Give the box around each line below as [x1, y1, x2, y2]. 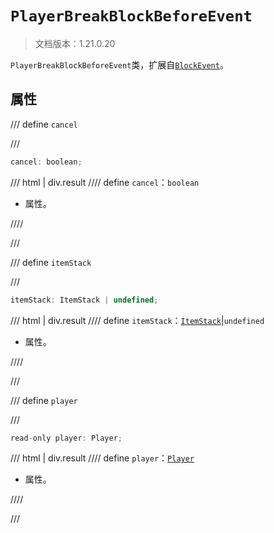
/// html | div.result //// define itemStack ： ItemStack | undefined [10, 314, 265, 326]
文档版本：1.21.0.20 [34, 37, 116, 49]
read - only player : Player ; [10, 433, 123, 443]
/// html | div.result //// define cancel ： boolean [10, 176, 200, 188]
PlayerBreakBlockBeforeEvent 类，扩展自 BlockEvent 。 [10, 58, 229, 71]
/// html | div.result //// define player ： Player [10, 452, 195, 464]
